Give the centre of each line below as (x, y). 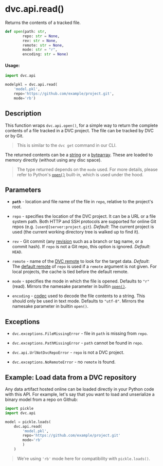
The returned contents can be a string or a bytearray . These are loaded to (79, 155)
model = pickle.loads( (28, 422)
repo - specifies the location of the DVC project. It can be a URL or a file (84, 216)
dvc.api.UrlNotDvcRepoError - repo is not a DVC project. (68, 352)
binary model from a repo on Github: (42, 399)
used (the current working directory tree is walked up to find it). (76, 232)
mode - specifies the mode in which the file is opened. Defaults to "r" (81, 281)
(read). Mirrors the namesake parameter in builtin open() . (69, 286)
